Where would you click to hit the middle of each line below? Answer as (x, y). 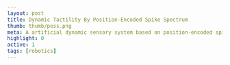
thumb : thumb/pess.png (39, 26)
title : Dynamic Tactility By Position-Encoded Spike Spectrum (98, 20)
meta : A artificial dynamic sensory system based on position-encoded (110, 32)
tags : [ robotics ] (32, 51)
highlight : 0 (26, 39)
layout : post (26, 13)
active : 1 (21, 45)
